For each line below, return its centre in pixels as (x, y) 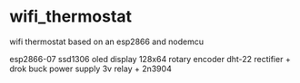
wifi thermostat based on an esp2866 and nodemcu (107, 41)
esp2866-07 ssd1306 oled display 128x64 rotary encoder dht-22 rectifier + (150, 59)
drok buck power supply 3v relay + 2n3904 (91, 69)
